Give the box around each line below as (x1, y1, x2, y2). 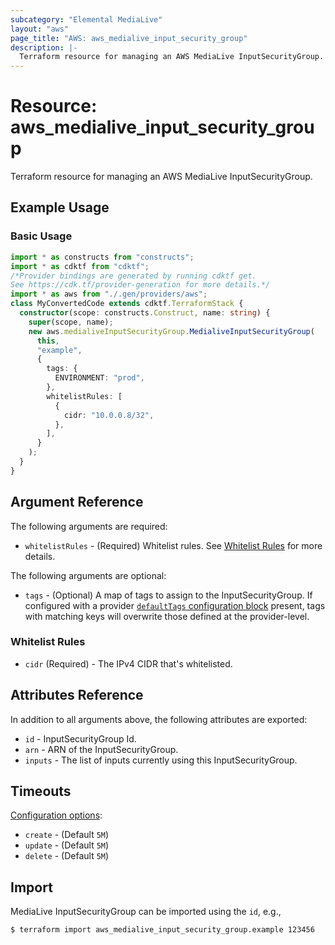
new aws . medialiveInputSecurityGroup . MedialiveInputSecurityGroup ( (28, 326, 315, 336)
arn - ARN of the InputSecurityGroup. (24, 743, 179, 755)
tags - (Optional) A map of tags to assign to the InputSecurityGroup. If (24, 589, 313, 601)
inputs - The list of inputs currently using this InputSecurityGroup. (24, 754, 298, 766)
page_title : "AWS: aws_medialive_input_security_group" (10, 33, 248, 43)
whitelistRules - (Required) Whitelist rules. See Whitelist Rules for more (24, 539, 323, 551)
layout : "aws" (10, 24, 70, 34)
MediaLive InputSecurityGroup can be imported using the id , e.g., (10, 906, 282, 918)
